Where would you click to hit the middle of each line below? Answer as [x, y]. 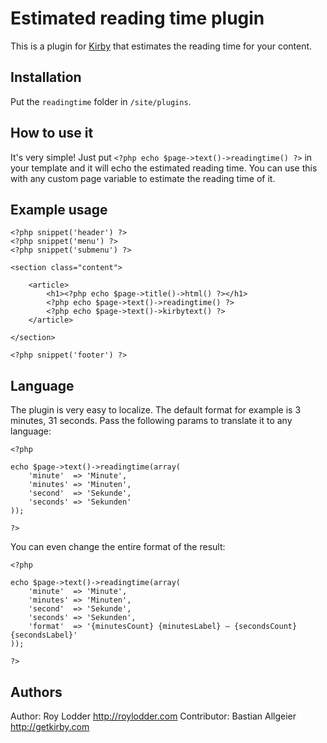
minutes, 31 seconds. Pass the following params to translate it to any [151, 421]
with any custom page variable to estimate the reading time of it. [143, 178]
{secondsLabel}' [44, 635]
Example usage [59, 209]
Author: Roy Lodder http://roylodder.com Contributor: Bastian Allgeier [153, 716]
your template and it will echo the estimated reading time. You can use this [164, 168]
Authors [36, 692]
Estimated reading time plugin [137, 18]
